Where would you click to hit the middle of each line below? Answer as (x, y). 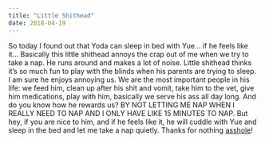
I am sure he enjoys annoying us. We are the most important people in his (129, 79)
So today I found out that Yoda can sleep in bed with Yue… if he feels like (129, 45)
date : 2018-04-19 (37, 23)
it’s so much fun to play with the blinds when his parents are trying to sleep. (132, 71)
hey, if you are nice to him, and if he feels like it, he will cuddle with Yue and (132, 122)
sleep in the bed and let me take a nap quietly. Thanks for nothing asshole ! (131, 130)
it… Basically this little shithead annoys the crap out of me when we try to (129, 54)
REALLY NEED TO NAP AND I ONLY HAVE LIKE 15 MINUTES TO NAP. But (128, 113)
